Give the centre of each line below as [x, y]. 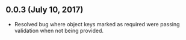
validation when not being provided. [59, 30]
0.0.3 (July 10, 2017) [45, 10]
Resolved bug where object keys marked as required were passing [97, 24]
